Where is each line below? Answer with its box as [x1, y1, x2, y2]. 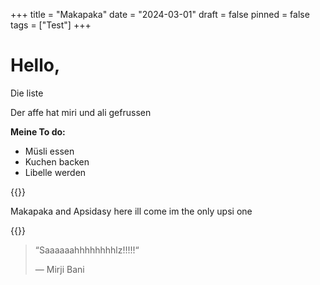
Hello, [10, 54, 61, 77]
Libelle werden [24, 166, 87, 178]
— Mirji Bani [34, 263, 85, 275]
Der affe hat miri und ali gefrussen [10, 106, 152, 118]
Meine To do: [10, 125, 66, 138]
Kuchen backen [24, 155, 90, 168]
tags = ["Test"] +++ [10, 19, 92, 31]
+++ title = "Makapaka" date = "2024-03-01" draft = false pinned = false [10, 9, 310, 20]
